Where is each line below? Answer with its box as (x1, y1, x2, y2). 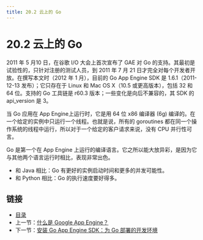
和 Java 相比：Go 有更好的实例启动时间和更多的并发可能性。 (15, 167, 168, 174)
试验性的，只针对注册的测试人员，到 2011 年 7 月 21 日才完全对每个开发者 (6, 66, 191, 73)
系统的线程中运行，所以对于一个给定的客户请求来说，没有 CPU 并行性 (11, 125, 187, 132)
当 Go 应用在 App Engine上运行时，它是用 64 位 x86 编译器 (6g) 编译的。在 (6, 110, 196, 117)
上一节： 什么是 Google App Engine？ (15, 219, 109, 227)
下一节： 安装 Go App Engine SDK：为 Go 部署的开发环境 (15, 227, 158, 234)
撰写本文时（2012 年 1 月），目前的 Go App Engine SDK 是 (22, 74, 167, 81)
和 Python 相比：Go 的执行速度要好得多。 (15, 174, 120, 181)
